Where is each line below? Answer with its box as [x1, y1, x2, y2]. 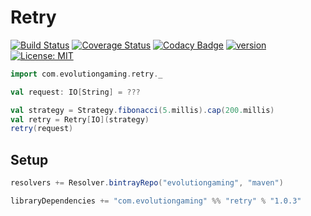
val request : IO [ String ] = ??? [10, 87, 141, 97]
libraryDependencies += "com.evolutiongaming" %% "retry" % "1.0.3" [10, 196, 302, 206]
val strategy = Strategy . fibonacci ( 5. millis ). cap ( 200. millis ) [10, 105, 275, 115]
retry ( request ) [10, 124, 74, 134]
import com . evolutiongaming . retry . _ [10, 69, 163, 79]
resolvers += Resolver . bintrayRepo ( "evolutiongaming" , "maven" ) [10, 178, 284, 188]
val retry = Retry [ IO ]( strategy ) [10, 114, 150, 125]
